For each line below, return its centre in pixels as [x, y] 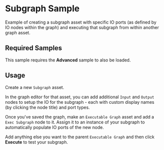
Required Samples [34, 48]
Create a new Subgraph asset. [35, 87]
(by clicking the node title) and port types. [47, 107]
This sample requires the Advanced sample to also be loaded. [68, 60]
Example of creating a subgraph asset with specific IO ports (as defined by [81, 22]
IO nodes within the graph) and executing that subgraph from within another [82, 27]
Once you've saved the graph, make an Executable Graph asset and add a [80, 117]
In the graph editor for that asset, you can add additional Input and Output [80, 97]
